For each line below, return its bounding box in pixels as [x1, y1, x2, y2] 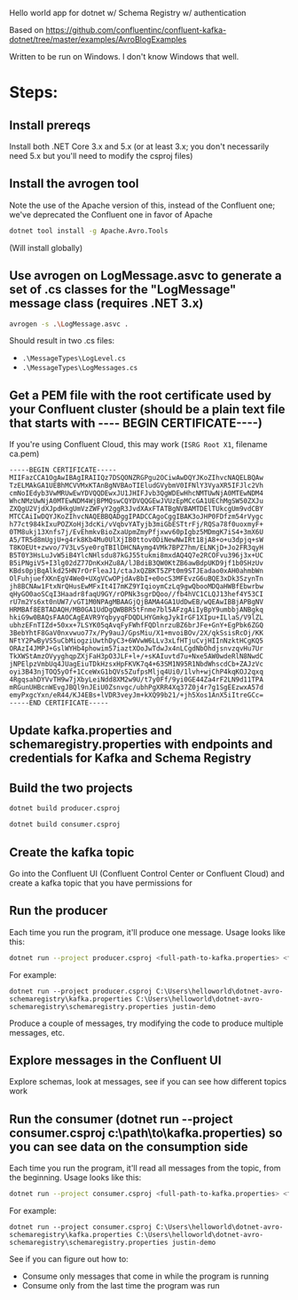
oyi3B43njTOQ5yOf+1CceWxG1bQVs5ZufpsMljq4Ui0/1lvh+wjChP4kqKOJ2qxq [9, 667, 264, 677]
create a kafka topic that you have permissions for [9, 878, 193, 888]
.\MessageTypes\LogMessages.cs [21, 364, 138, 373]
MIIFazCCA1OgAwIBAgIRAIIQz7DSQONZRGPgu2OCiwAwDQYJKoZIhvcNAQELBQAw [9, 474, 264, 483]
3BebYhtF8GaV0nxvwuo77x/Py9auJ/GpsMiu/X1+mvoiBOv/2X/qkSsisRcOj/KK [9, 629, 264, 638]
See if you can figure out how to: [9, 1254, 129, 1265]
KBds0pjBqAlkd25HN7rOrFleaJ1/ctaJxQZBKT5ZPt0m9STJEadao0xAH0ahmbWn [9, 567, 264, 576]
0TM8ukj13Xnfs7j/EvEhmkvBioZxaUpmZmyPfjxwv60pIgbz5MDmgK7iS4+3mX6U [9, 528, 264, 537]
